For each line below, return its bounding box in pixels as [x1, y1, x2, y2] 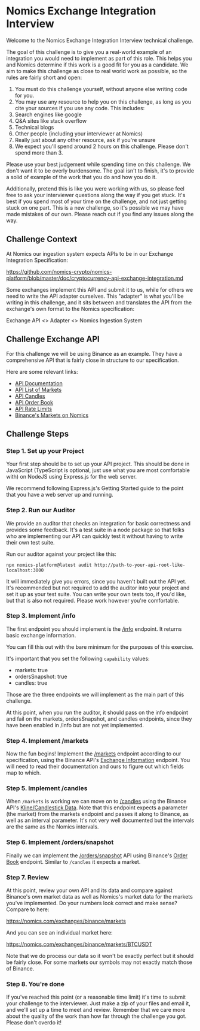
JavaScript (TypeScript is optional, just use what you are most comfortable [6, 467, 190, 474]
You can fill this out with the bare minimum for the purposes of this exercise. [6, 643, 194, 651]
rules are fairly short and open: [6, 74, 82, 81]
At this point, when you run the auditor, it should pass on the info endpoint [6, 709, 188, 716]
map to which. [6, 769, 41, 776]
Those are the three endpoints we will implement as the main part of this [6, 691, 184, 698]
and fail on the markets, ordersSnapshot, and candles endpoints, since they [6, 715, 192, 722]
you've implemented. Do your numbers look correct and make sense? [6, 900, 178, 907]
